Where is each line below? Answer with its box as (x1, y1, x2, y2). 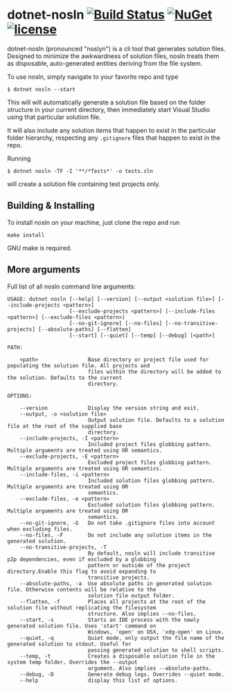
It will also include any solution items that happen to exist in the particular (7, 126, 217, 134)
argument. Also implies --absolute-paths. (87, 665, 213, 672)
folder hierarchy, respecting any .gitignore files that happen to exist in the (7, 133, 220, 142)
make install (7, 232, 45, 239)
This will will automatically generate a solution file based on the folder (7, 98, 206, 107)
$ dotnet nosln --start (7, 86, 76, 93)
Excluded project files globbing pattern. (87, 459, 213, 466)
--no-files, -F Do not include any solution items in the (19, 531, 213, 539)
